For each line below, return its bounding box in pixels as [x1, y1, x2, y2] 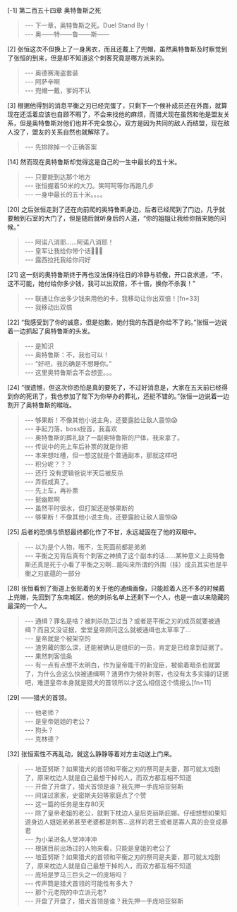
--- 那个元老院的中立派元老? [24, 888, 107, 896]
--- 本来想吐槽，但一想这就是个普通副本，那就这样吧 [24, 451, 178, 460]
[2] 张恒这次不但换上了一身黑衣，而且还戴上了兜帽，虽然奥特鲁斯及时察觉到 [7, 45, 228, 53]
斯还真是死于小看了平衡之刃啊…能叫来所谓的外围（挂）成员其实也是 [24, 560, 222, 569]
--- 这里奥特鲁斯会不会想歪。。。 [24, 369, 116, 376]
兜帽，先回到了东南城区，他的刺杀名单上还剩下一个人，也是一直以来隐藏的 [13, 593, 230, 601]
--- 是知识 [24, 342, 54, 350]
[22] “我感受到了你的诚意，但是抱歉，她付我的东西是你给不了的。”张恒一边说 [7, 318, 228, 326]
